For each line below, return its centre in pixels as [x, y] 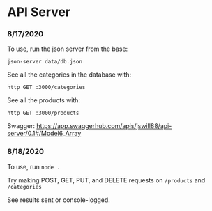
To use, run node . [34, 166]
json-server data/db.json [45, 62]
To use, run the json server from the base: [68, 49]
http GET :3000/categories [46, 88]
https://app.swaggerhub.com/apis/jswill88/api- [104, 126]
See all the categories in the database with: [69, 75]
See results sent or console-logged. [59, 200]
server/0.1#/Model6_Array [44, 134]
